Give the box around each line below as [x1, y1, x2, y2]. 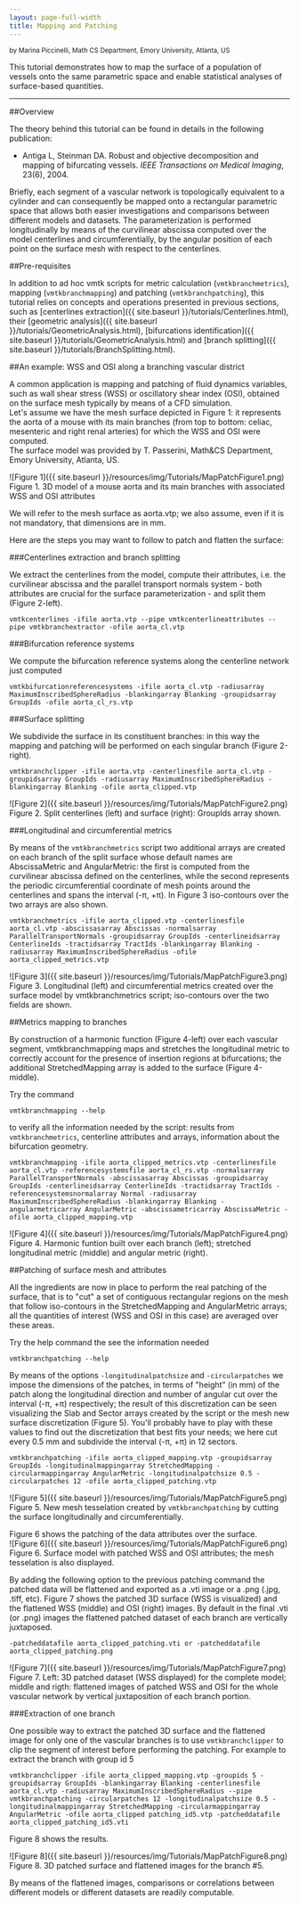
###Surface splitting [9, 713, 85, 724]
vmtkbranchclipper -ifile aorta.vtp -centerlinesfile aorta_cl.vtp [9, 767, 265, 776]
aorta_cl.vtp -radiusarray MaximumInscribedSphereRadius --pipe [9, 1787, 253, 1795]
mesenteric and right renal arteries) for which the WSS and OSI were [9, 425, 261, 437]
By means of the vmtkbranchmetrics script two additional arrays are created [9, 842, 286, 852]
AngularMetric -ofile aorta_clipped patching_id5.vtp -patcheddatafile [9, 1810, 280, 1819]
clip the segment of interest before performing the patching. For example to [9, 1744, 287, 1754]
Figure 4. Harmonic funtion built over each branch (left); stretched [9, 1237, 252, 1248]
